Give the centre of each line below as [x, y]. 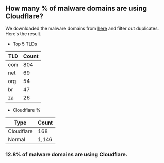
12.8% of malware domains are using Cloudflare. [67, 154]
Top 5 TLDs [25, 44]
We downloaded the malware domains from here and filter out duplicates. [82, 28]
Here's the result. [23, 34]
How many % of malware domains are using [76, 8]
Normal [17, 139]
